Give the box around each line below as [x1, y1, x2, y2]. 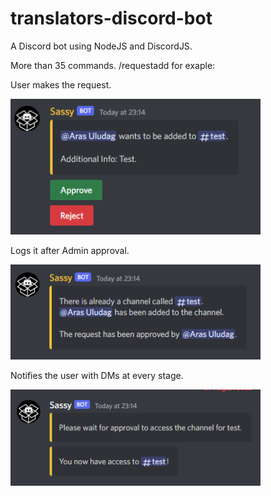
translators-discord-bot [10, 7, 213, 30]
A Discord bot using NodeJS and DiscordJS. [10, 40, 193, 52]
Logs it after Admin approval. [10, 245, 130, 257]
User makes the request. [10, 78, 112, 91]
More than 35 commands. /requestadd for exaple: [10, 59, 216, 71]
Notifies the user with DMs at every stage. [10, 369, 184, 381]
